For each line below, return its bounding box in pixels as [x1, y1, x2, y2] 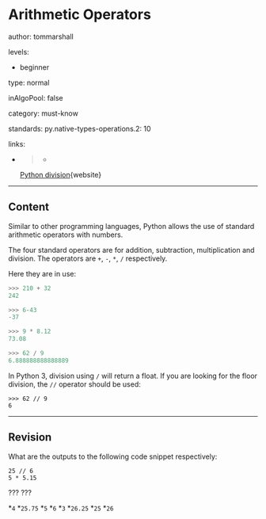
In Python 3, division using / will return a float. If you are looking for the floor [8, 371, 258, 380]
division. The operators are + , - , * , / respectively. [8, 254, 168, 263]
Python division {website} [19, 170, 102, 179]
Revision [8, 430, 52, 445]
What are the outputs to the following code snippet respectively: [8, 452, 218, 461]
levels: [8, 47, 29, 56]
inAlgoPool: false [8, 93, 63, 102]
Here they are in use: [8, 269, 77, 278]
